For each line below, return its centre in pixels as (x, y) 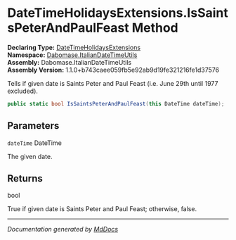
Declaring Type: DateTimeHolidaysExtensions (74, 47)
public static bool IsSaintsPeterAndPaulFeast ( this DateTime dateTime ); (116, 103)
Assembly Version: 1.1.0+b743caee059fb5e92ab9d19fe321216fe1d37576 (113, 70)
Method (155, 28)
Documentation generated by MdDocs (63, 229)
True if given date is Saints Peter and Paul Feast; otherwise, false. (102, 209)
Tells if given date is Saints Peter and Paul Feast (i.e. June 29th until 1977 (113, 83)
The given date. (30, 156)
